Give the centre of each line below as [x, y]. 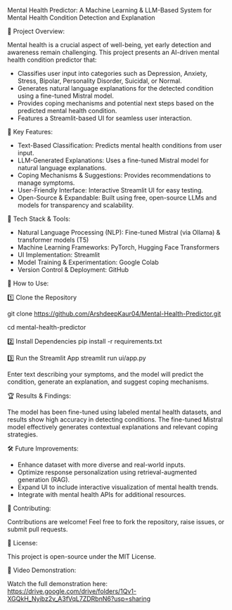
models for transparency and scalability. [76, 205]
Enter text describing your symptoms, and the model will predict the [105, 374]
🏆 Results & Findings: [39, 396]
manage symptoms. [46, 183]
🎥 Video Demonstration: [42, 570]
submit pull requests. [38, 529]
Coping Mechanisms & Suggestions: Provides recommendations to [114, 175]
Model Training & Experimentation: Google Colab [88, 262]
